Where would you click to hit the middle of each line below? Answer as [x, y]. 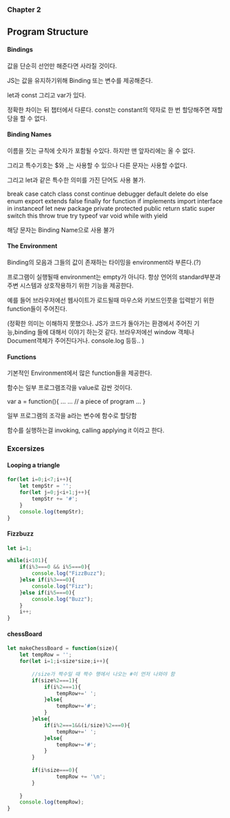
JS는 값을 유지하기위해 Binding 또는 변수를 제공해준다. [80, 80]
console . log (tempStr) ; [52, 511]
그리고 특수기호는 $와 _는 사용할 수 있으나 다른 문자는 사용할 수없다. [97, 165]
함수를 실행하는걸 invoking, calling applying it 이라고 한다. [86, 430]
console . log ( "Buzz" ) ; [63, 599]
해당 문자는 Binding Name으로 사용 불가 [61, 229]
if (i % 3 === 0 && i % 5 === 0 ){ [55, 567]
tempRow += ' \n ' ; [81, 777]
